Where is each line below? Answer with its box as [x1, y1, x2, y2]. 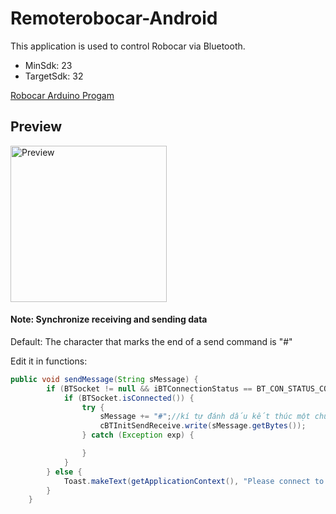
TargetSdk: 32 [24, 70, 84, 82]
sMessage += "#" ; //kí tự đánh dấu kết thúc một [99, 412, 311, 422]
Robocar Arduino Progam [10, 89, 115, 101]
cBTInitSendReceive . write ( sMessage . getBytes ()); [99, 421, 307, 431]
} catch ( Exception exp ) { [81, 430, 195, 441]
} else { [46, 467, 83, 477]
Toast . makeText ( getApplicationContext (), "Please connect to [63, 476, 325, 486]
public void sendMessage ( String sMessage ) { [10, 374, 199, 384]
